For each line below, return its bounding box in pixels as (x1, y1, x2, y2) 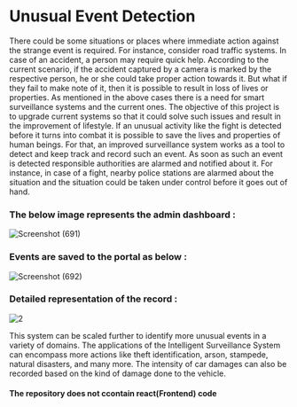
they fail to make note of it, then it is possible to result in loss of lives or (9, 82, 269, 93)
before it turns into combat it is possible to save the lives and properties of (9, 129, 281, 140)
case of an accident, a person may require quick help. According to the (9, 54, 269, 65)
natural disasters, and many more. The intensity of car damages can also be (9, 358, 287, 369)
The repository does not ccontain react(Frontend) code (9, 388, 217, 399)
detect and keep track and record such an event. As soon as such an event (9, 148, 284, 159)
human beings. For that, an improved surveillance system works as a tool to (9, 139, 285, 150)
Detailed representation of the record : (9, 293, 178, 305)
